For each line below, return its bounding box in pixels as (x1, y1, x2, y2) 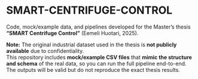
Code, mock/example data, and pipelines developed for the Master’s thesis (6, 23, 191, 30)
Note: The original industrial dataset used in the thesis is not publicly (6, 41, 177, 48)
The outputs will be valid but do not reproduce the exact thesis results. (6, 66, 181, 73)
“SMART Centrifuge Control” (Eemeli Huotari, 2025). (6, 29, 139, 36)
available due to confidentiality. (6, 47, 84, 54)
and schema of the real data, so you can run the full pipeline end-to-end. (6, 60, 187, 67)
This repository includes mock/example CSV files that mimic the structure (6, 53, 193, 61)
